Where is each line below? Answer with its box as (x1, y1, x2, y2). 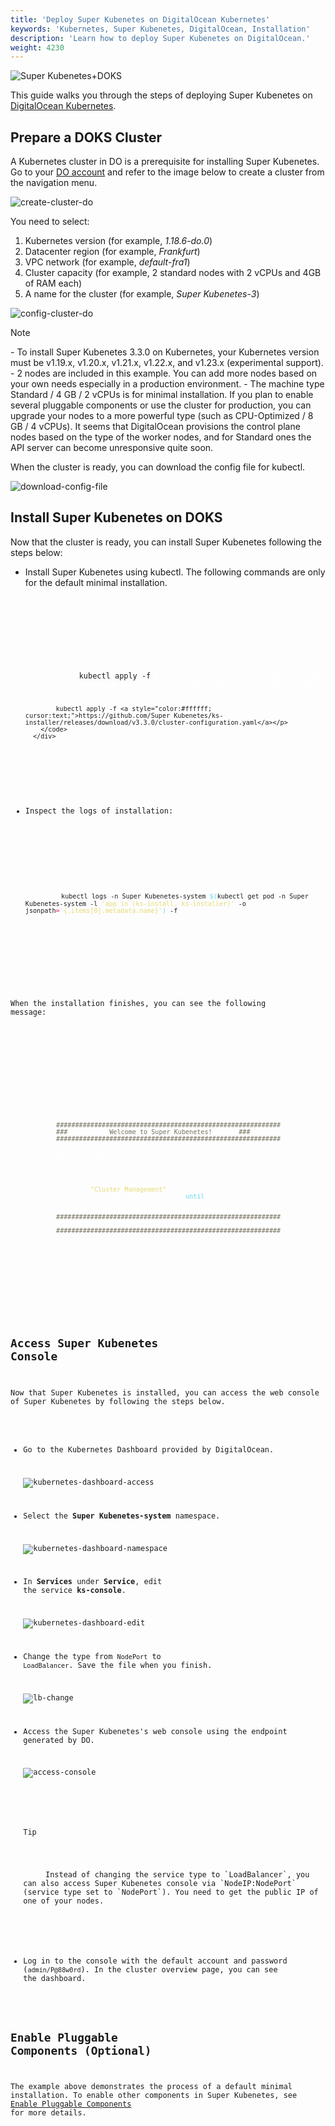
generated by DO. (23, 1735, 95, 1745)
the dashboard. (23, 1973, 87, 1983)
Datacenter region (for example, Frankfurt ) (24, 246, 201, 258)
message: (10, 1007, 47, 1017)
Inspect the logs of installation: (24, 806, 174, 816)
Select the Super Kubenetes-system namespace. (23, 1511, 221, 1521)
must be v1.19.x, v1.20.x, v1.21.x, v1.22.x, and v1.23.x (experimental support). (10, 357, 324, 369)
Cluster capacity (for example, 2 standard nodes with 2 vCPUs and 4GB (24, 267, 322, 279)
